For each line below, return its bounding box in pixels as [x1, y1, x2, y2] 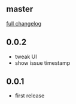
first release [14, 92, 45, 99]
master [6, 4, 34, 14]
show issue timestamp [14, 59, 71, 67]
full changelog [6, 20, 42, 27]
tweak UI [14, 53, 37, 60]
